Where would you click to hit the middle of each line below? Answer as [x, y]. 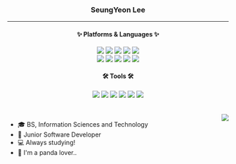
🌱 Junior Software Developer [59, 134]
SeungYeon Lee [118, 10]
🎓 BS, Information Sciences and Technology [83, 124]
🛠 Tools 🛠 [118, 76]
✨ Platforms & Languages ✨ [118, 34]
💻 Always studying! [46, 142]
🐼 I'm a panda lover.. [47, 152]
